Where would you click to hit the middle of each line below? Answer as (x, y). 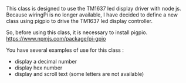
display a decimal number (46, 62)
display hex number (38, 68)
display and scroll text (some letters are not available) (79, 74)
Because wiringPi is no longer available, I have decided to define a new (92, 15)
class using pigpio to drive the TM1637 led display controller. (79, 21)
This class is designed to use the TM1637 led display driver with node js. (94, 9)
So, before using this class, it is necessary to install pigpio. (77, 32)
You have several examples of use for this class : (65, 50)
